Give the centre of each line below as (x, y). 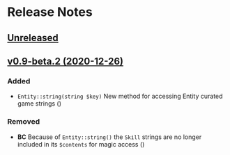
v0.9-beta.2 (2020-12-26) (66, 61)
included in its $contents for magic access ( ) (81, 144)
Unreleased (33, 38)
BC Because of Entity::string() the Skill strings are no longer (109, 137)
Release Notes (50, 12)
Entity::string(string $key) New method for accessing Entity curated (120, 96)
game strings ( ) (39, 104)
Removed (24, 122)
